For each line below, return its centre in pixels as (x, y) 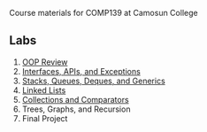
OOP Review (45, 62)
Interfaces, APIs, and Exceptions (81, 71)
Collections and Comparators (76, 99)
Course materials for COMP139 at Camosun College (103, 13)
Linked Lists (44, 90)
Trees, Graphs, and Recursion (76, 109)
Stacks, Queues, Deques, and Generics (93, 81)
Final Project (45, 118)
